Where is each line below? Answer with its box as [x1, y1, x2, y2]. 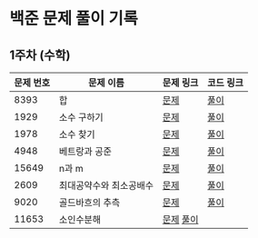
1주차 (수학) [9, 47, 71, 63]
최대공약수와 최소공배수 [58, 179, 154, 192]
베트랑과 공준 [58, 145, 112, 157]
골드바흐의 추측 [58, 196, 121, 209]
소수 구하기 [58, 111, 104, 124]
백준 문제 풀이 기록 [9, 8, 138, 29]
